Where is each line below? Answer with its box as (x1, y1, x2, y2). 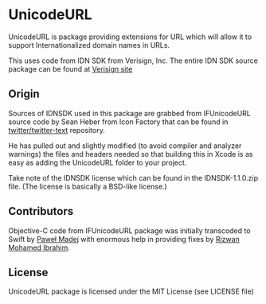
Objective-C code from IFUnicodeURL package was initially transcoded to (8, 225, 251, 236)
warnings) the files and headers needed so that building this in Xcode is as (8, 149, 253, 158)
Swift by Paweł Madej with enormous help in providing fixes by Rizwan (8, 234, 241, 244)
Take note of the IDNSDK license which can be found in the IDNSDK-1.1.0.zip (8, 173, 259, 182)
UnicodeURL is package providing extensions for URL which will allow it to (8, 32, 252, 41)
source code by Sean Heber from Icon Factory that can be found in (8, 117, 229, 127)
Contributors (8, 205, 74, 218)
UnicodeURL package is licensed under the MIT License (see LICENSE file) (8, 286, 255, 296)
